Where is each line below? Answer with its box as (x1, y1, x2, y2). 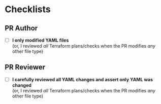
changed (12, 82, 31, 88)
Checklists (5, 4, 51, 15)
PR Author (5, 24, 38, 32)
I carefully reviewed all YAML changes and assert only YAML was (12, 76, 153, 82)
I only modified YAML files (12, 37, 69, 43)
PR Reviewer (5, 63, 46, 72)
